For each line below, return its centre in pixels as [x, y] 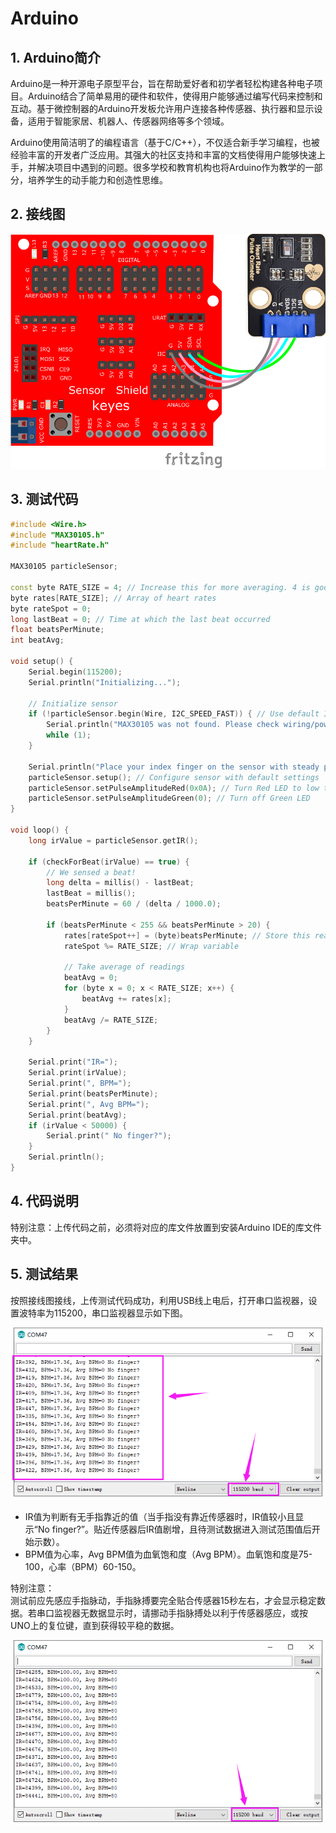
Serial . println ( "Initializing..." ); [105, 682]
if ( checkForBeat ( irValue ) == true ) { [109, 862]
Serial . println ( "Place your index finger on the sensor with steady [174, 767]
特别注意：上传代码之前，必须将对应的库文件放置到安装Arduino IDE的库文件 [166, 1227]
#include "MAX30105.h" [57, 535]
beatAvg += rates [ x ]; [126, 999]
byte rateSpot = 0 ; [51, 608]
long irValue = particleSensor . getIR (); [113, 840]
